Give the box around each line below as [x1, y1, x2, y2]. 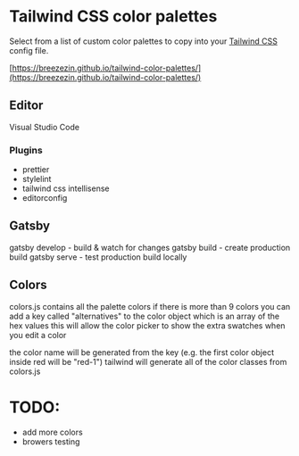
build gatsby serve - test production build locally [9, 252, 187, 262]
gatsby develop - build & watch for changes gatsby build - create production [9, 242, 291, 253]
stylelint [21, 174, 52, 185]
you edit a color [9, 329, 67, 340]
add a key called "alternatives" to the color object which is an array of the [9, 311, 279, 321]
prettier [21, 164, 50, 175]
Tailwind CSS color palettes [9, 6, 218, 27]
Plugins [9, 144, 43, 156]
